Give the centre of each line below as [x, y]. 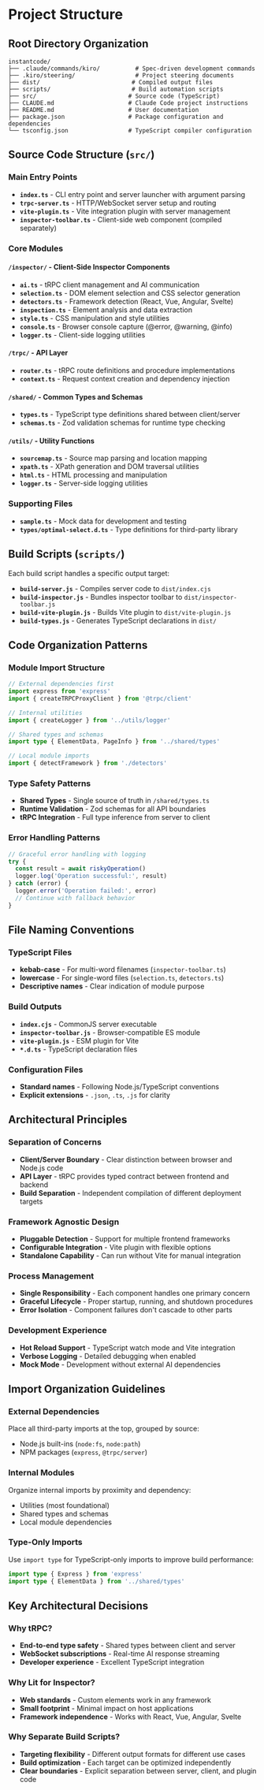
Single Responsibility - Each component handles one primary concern [135, 1293]
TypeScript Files [40, 953]
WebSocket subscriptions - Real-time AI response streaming [120, 1654]
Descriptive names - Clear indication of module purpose [112, 986]
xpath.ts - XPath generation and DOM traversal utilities [109, 467]
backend [34, 1185]
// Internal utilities [45, 713]
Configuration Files [46, 1070]
